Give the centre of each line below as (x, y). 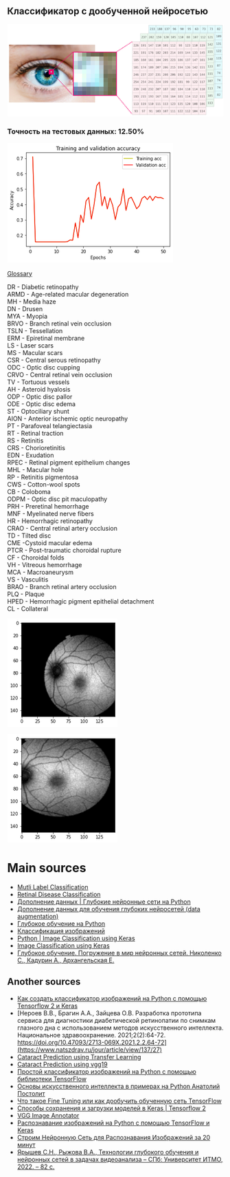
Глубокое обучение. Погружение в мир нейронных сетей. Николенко (119, 953)
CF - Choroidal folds (36, 558)
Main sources (47, 868)
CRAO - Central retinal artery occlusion (62, 528)
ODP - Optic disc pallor (40, 396)
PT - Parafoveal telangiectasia (50, 425)
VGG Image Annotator (48, 1115)
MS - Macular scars (35, 352)
